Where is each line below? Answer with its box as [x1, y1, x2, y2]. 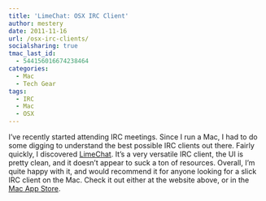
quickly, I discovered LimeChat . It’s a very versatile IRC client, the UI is [8, 149, 244, 159]
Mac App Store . [8, 184, 61, 193]
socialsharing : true [8, 42, 79, 50]
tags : [8, 87, 27, 96]
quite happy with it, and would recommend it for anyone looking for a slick [8, 167, 257, 176]
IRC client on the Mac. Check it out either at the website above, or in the [8, 175, 250, 185]
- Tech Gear [15, 79, 57, 88]
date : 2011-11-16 [8, 27, 68, 35]
